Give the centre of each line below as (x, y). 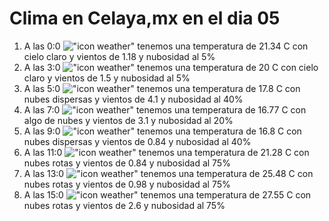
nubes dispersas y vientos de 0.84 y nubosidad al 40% (137, 141)
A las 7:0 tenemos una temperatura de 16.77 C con (165, 109)
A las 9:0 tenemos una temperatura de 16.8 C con (162, 131)
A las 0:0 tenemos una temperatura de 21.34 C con (166, 46)
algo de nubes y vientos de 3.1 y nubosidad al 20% (128, 120)
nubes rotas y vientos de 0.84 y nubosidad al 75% (127, 163)
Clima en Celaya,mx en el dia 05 (145, 18)
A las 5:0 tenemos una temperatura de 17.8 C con (162, 88)
